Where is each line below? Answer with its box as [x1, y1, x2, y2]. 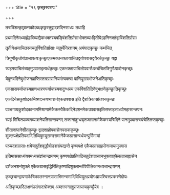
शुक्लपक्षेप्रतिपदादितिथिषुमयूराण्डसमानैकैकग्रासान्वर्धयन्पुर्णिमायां [5, 133, 100, 139]
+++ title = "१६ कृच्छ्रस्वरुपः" [5, 5, 58, 10]
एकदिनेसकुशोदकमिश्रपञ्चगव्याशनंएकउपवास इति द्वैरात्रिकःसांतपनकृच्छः [5, 96, 115, 102]
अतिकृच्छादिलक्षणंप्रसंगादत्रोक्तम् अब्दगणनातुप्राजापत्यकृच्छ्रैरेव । [5, 184, 103, 190]
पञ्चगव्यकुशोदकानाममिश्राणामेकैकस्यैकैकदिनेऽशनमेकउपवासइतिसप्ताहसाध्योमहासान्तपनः [5, 106, 143, 112]
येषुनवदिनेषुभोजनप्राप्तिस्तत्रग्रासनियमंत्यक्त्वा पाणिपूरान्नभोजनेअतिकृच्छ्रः [5, 76, 114, 81]
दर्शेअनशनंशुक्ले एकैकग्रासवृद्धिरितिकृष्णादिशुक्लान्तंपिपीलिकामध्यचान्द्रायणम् [5, 163, 120, 169]
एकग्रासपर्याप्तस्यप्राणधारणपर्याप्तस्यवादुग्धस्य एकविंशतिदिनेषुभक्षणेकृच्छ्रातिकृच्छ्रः [5, 86, 127, 92]
